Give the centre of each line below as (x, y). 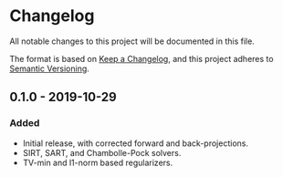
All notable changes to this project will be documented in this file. (132, 41)
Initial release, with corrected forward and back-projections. (136, 143)
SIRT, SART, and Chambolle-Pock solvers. (102, 152)
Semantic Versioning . (49, 68)
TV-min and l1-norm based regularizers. (98, 162)
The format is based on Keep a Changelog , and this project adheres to (141, 58)
